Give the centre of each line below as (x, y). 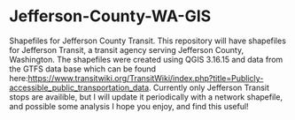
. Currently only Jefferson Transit (210, 87)
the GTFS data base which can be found (83, 69)
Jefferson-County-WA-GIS (110, 16)
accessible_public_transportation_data (79, 87)
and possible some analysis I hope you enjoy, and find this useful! (129, 106)
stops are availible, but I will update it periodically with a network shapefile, (146, 97)
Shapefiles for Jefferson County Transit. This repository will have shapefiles (147, 41)
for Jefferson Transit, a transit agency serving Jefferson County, (127, 49)
